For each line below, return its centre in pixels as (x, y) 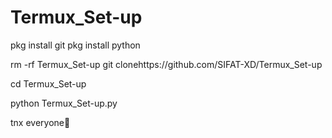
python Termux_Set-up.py (64, 103)
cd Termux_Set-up (48, 83)
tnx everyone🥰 (40, 122)
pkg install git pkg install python (75, 45)
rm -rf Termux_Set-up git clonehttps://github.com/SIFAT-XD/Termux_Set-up (166, 64)
